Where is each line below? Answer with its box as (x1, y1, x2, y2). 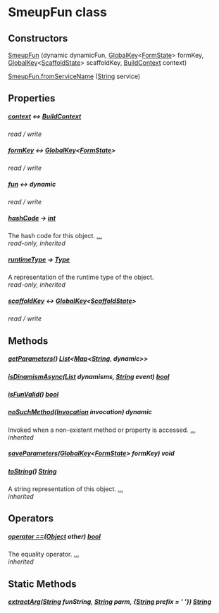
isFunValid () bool (8, 390, 59, 398)
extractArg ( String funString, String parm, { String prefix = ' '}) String (8, 597, 212, 606)
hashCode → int (8, 213, 56, 222)
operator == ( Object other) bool (8, 533, 101, 541)
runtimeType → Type (8, 255, 70, 264)
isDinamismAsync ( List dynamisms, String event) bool (8, 372, 170, 380)
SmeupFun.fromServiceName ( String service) (8, 72, 141, 80)
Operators (8, 512, 54, 525)
